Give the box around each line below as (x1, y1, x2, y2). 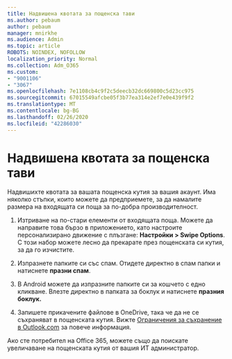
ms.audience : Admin (7, 36, 64, 43)
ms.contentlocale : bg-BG (7, 107, 79, 114)
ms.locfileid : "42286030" (7, 120, 82, 127)
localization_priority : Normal (7, 56, 98, 63)
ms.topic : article (7, 42, 60, 49)
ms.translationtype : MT (7, 101, 76, 108)
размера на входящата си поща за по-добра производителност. (7, 202, 198, 211)
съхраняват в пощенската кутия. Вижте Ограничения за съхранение (17, 316, 222, 324)
